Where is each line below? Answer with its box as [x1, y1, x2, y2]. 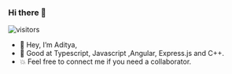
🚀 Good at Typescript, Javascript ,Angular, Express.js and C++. [19, 49, 224, 58]
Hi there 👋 [8, 7, 47, 18]
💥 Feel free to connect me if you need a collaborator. [19, 57, 192, 66]
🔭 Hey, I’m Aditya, [19, 40, 77, 50]
